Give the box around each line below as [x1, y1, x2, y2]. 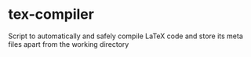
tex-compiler [8, 5, 94, 23]
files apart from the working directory [8, 39, 129, 48]
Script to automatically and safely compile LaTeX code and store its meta [8, 31, 243, 41]
